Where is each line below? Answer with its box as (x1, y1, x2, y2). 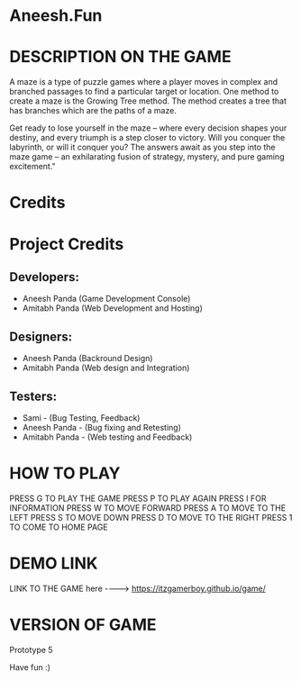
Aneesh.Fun (9, 5, 103, 26)
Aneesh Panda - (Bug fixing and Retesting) (22, 422, 182, 432)
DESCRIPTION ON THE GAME (9, 47, 232, 68)
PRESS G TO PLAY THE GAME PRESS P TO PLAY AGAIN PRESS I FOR (9, 493, 267, 504)
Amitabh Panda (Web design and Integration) (22, 362, 190, 374)
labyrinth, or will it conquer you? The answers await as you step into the (9, 141, 276, 153)
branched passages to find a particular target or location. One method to (9, 86, 279, 97)
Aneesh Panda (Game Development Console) (22, 294, 191, 304)
